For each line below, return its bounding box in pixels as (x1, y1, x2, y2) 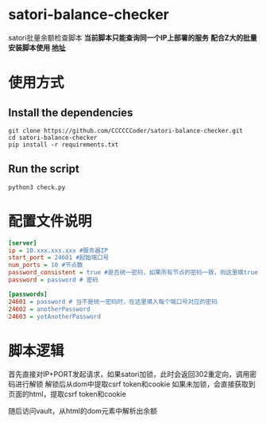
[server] (8, 239, 37, 247)
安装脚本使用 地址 (8, 42, 66, 52)
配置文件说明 (8, 212, 93, 230)
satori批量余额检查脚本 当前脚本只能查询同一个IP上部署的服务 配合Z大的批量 (8, 33, 258, 42)
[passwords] (8, 290, 48, 298)
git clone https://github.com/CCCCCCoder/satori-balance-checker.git (8, 126, 244, 134)
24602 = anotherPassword (8, 305, 91, 313)
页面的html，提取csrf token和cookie (8, 390, 127, 399)
